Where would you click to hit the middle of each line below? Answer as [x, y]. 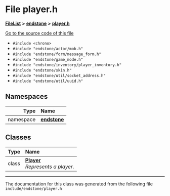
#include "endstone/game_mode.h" [48, 59]
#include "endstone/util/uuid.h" [48, 81]
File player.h [32, 9]
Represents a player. [50, 167]
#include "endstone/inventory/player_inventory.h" [67, 65]
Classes [18, 138]
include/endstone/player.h [34, 188]
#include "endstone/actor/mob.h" [48, 49]
